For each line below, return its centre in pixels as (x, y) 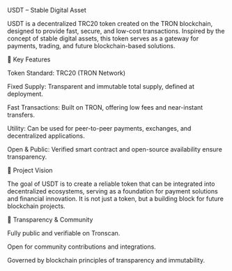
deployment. (25, 94)
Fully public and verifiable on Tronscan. (64, 233)
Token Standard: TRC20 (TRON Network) (67, 73)
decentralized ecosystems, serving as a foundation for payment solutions (113, 191)
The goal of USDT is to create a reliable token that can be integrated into (111, 184)
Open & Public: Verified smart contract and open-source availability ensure (115, 149)
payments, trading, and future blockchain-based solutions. (91, 46)
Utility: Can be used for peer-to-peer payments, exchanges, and (99, 128)
